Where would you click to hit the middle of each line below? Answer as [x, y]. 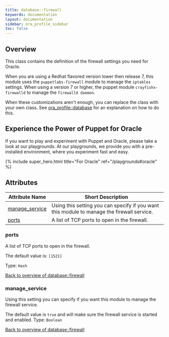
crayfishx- [147, 87]
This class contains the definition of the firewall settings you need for [77, 61]
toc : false [17, 29]
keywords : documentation [31, 15]
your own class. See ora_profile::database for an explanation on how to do [82, 107]
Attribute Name [27, 197]
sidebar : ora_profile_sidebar [37, 24]
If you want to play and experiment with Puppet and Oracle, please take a [81, 141]
